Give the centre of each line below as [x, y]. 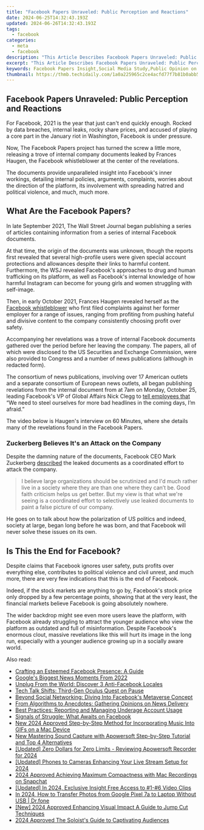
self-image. [21, 289]
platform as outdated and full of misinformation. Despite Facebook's [91, 628]
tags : [13, 29]
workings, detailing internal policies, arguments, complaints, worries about [99, 179]
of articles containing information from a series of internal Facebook [91, 232]
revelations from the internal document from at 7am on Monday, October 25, [102, 389]
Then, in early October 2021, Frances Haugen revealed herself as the [93, 301]
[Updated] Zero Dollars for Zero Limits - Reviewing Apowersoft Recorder [106, 749]
